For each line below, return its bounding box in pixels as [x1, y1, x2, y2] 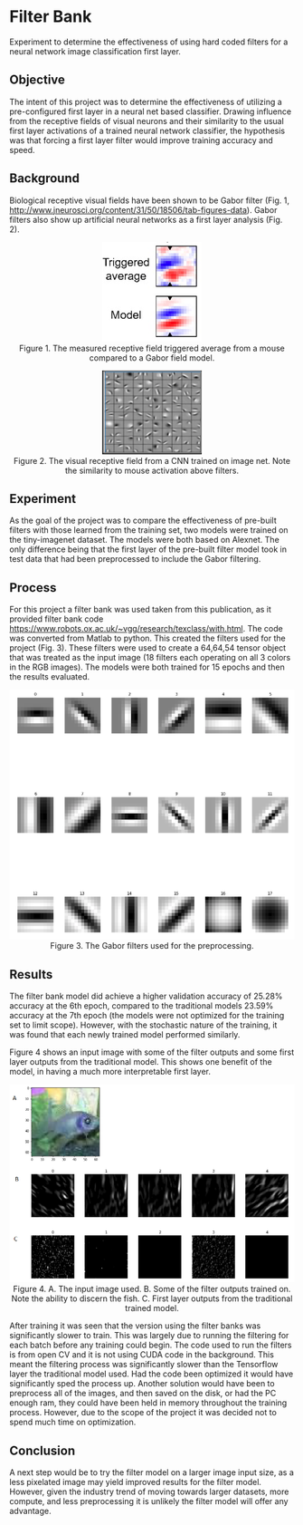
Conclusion [9, 1443, 76, 1458]
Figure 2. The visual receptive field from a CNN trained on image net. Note [13, 455, 291, 466]
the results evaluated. [9, 671, 90, 682]
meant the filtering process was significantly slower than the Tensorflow [9, 1359, 279, 1370]
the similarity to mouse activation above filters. [64, 465, 240, 476]
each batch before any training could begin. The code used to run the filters [9, 1339, 292, 1351]
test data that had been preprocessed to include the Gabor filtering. [9, 554, 261, 565]
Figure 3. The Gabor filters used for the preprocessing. [50, 941, 254, 951]
